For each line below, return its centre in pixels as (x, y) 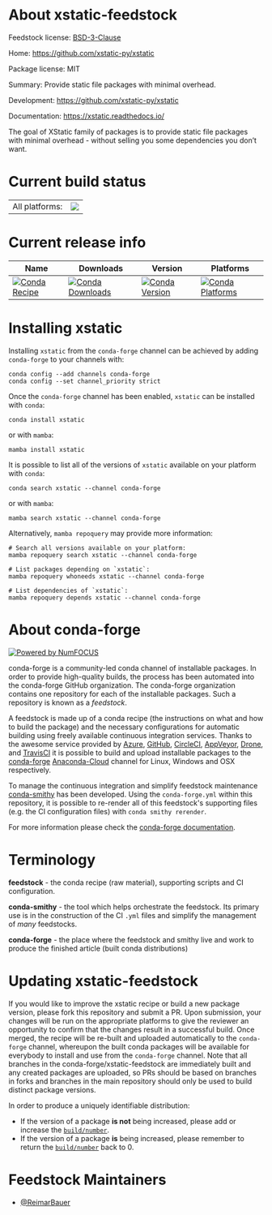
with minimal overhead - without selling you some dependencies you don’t (133, 140)
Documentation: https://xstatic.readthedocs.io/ (86, 116)
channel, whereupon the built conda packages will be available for (138, 1046)
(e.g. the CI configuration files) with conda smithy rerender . (107, 811)
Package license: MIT (45, 69)
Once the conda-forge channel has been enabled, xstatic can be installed (132, 396)
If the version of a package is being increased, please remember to (132, 1138)
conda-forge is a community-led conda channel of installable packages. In (132, 668)
